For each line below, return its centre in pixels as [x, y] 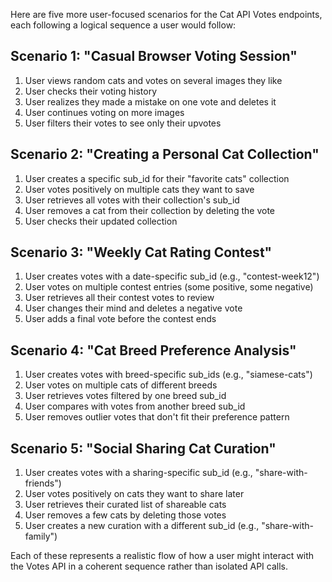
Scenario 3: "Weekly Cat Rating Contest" [141, 252]
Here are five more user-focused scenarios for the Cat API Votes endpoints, [166, 14]
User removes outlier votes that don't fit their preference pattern [157, 417]
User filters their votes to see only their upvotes [123, 123]
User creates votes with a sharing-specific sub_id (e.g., [138, 473]
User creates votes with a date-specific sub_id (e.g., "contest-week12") [172, 276]
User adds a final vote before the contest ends [120, 319]
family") [41, 536]
